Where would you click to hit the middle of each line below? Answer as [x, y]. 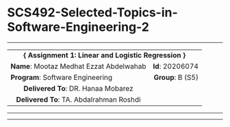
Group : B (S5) [176, 77]
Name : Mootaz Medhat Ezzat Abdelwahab [78, 66]
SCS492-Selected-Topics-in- [92, 13]
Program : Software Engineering [62, 77]
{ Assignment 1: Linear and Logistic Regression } [105, 55]
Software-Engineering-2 [78, 27]
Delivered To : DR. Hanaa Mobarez [78, 88]
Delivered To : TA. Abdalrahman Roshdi [78, 99]
